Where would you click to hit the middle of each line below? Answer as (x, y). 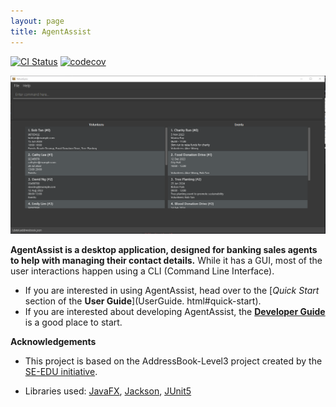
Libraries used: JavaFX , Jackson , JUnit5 (108, 391)
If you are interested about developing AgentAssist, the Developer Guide (175, 311)
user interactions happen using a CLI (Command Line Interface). (142, 271)
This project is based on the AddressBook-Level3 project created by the (173, 361)
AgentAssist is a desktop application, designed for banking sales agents (164, 249)
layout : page (37, 21)
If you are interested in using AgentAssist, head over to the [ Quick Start (172, 290)
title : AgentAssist (51, 31)
